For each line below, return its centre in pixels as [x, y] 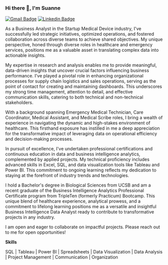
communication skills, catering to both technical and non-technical [74, 97]
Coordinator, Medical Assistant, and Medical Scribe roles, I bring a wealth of [84, 118]
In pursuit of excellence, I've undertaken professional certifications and [79, 149]
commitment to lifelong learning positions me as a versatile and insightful [81, 207]
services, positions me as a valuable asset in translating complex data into [82, 50]
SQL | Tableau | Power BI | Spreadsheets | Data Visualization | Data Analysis [84, 252]
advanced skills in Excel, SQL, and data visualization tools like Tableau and [82, 165]
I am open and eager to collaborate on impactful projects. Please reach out [83, 227]
